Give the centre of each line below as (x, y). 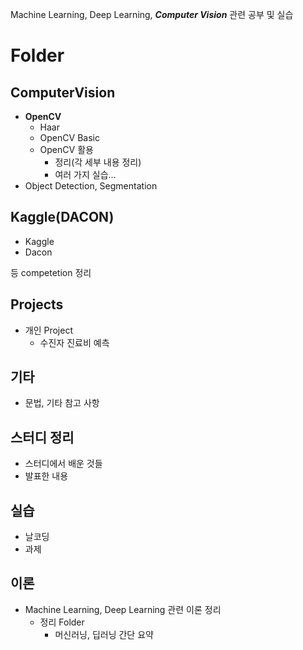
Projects (37, 304)
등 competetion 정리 (51, 272)
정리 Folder (62, 622)
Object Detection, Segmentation (91, 186)
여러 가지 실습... (85, 174)
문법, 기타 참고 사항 (62, 403)
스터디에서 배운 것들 (63, 464)
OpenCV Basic (69, 137)
